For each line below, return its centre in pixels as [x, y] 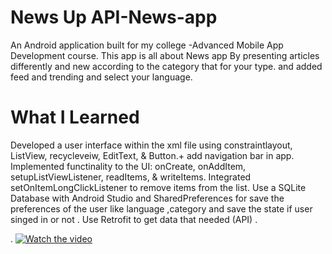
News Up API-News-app [114, 17]
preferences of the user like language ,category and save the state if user [161, 208]
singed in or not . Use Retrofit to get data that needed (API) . [134, 219]
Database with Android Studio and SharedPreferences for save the [147, 198]
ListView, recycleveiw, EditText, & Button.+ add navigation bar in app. [152, 155]
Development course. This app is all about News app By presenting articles [165, 55]
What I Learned [75, 117]
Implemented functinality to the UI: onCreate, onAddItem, [128, 166]
